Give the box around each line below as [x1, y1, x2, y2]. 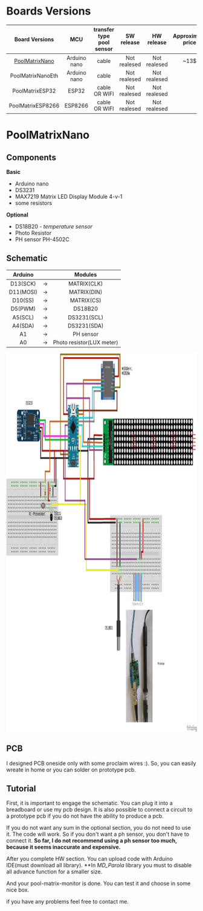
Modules [74, 271, 97, 278]
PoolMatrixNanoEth [10, 72, 59, 79]
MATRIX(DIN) [69, 288, 103, 295]
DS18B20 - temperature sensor [14, 222, 92, 230]
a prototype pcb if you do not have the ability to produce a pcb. [6, 812, 164, 819]
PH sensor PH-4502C [14, 235, 69, 243]
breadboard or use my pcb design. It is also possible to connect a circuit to [6, 806, 193, 813]
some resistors [14, 199, 53, 207]
